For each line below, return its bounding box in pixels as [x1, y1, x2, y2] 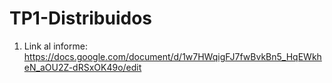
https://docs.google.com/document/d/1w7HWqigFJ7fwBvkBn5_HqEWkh [23, 50, 322, 62]
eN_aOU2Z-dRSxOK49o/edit [23, 61, 142, 73]
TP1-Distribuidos [9, 7, 153, 30]
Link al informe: [23, 40, 88, 52]
